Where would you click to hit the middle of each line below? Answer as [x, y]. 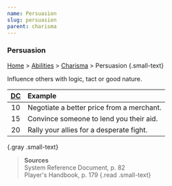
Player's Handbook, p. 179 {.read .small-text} [87, 175]
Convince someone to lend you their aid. [93, 118]
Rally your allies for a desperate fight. [87, 130]
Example [42, 96]
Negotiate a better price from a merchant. [94, 107]
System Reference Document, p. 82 [75, 167]
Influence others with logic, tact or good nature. [75, 79]
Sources [36, 160]
